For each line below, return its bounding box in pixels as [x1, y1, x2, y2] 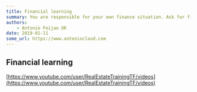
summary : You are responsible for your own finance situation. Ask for [6, 14, 185, 20]
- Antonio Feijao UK [16, 25, 67, 31]
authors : [6, 19, 28, 25]
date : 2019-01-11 [6, 30, 49, 36]
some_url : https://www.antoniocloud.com [6, 36, 107, 42]
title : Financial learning [6, 8, 72, 15]
